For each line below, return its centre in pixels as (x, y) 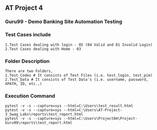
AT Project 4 (24, 8)
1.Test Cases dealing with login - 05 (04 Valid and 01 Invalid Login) (79, 45)
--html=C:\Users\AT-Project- (93, 110)
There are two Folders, (29, 71)
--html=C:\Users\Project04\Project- (101, 119)
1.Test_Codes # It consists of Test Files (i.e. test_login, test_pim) (79, 75)
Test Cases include (28, 35)
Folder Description (27, 61)
